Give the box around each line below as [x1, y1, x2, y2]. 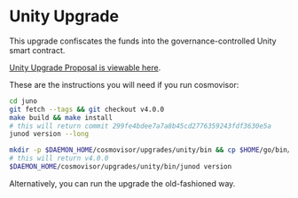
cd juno [9, 96, 38, 106]
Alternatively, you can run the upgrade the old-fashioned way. [9, 178, 236, 188]
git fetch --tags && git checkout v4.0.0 [9, 105, 165, 114]
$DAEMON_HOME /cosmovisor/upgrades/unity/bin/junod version [9, 162, 232, 171]
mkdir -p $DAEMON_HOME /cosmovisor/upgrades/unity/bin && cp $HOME [9, 146, 260, 154]
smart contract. [9, 44, 66, 55]
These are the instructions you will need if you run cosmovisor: [9, 79, 239, 90]
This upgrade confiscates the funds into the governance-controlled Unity [9, 36, 277, 46]
